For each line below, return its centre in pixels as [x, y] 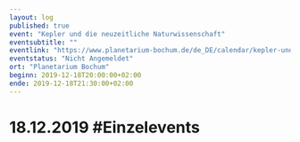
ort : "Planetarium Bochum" [59, 67]
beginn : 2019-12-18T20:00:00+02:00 [75, 75]
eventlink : [29, 51]
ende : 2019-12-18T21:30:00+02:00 [71, 83]
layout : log [31, 17]
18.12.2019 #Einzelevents [105, 127]
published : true [39, 26]
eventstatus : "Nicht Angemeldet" [71, 59]
